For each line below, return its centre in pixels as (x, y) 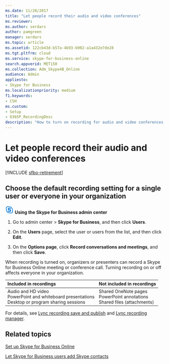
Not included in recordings (127, 284)
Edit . (17, 237)
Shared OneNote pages (123, 291)
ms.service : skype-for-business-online (47, 58)
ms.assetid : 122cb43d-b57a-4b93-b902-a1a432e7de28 (60, 48)
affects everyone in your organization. (45, 273)
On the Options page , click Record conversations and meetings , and (85, 247)
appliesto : (17, 80)
